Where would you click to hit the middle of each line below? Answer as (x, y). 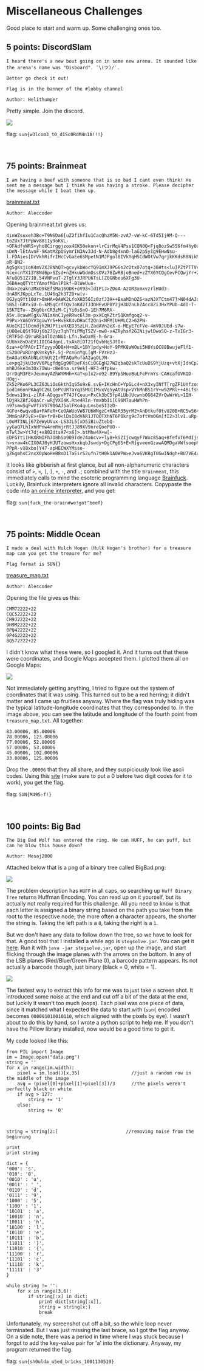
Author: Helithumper (32, 99)
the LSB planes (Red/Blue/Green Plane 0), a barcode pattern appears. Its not (102, 961)
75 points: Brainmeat (46, 166)
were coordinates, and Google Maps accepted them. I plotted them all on (97, 659)
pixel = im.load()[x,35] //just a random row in (104, 1073)
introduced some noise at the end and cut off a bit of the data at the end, (97, 997)
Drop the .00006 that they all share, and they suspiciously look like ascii (95, 769)
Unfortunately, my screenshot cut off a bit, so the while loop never (89, 1324)
